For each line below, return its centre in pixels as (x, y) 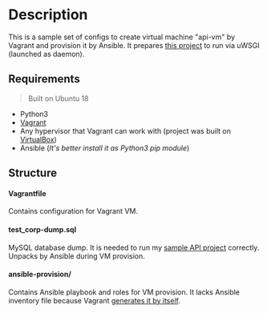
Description (48, 15)
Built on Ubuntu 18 (59, 98)
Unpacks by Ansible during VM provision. (77, 256)
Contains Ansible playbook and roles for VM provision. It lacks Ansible (124, 292)
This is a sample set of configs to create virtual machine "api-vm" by (121, 37)
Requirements (44, 79)
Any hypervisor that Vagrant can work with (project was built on (125, 130)
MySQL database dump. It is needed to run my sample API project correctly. (134, 247)
